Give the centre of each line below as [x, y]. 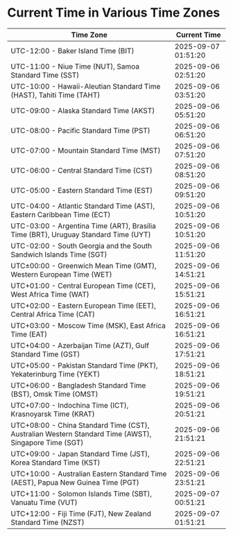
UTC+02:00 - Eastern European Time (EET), [83, 305]
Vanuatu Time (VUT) [44, 502]
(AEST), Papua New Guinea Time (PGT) [75, 482]
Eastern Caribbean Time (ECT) [61, 214]
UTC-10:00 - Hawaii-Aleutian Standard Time [86, 86]
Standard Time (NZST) [48, 522]
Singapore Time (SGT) [47, 442]
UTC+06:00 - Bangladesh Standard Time [78, 385]
